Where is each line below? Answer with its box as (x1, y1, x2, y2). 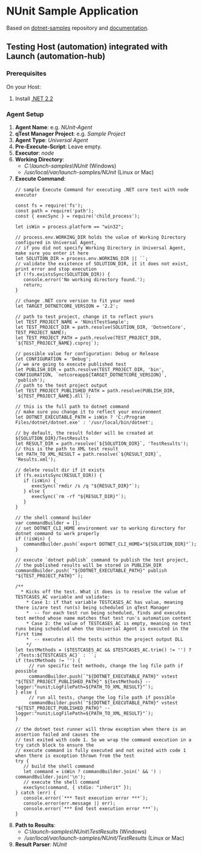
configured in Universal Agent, (15, 239, 97, 245)
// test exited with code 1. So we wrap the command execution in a (15, 736, 192, 743)
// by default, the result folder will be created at (15, 430, 154, 436)
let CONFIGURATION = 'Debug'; (15, 355, 92, 362)
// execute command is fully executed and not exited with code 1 (15, 747, 186, 753)
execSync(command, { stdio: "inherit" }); (23, 784, 132, 790)
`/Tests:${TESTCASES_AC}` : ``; (15, 652, 97, 658)
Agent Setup (6, 110, 44, 118)
